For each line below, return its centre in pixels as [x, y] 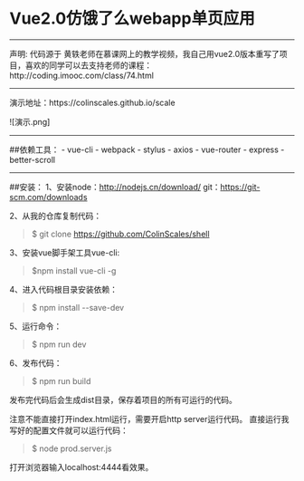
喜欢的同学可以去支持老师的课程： [88, 65]
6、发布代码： [36, 362]
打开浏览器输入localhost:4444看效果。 [81, 467]
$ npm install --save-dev [78, 307]
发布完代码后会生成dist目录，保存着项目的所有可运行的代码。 [123, 399]
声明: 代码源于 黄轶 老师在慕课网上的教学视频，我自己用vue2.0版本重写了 [145, 53]
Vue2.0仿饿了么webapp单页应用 [132, 19]
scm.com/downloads [48, 197]
